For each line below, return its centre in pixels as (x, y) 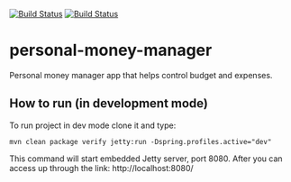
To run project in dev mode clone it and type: (93, 125)
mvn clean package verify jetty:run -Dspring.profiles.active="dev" (141, 141)
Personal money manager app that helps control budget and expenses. (141, 75)
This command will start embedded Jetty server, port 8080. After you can (146, 159)
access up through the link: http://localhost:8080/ (101, 168)
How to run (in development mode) (109, 104)
